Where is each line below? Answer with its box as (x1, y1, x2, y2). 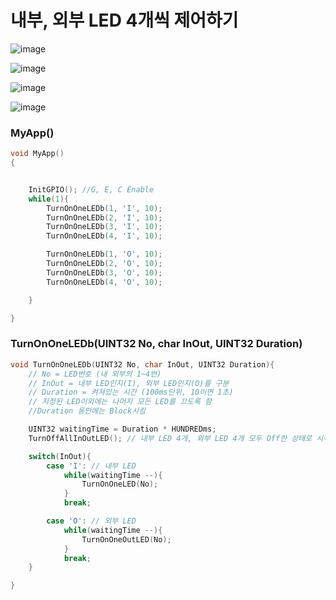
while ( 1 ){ (28, 194, 70, 204)
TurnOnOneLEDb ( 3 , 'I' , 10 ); (46, 222, 163, 232)
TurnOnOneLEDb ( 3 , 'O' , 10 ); (46, 267, 163, 278)
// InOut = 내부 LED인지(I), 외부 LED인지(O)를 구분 (28, 378, 230, 388)
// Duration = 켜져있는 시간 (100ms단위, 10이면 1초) (28, 387, 234, 398)
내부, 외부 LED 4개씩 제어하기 (10, 9, 239, 32)
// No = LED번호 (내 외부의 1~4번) (28, 369, 162, 379)
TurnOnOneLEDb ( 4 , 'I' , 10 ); (46, 231, 163, 241)
